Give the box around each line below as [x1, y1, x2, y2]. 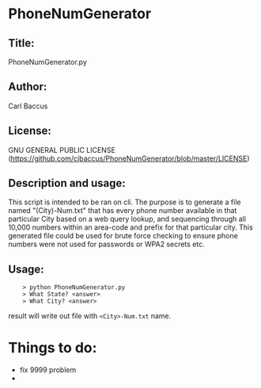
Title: [8, 36, 35, 50]
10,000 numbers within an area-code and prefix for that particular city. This [8, 223, 253, 232]
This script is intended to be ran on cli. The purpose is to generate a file [8, 197, 241, 207]
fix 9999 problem [19, 365, 77, 375]
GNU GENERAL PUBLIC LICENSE [8, 145, 116, 154]
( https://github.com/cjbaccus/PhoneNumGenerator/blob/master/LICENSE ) [8, 154, 251, 163]
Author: [8, 80, 47, 93]
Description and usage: [8, 177, 126, 190]
